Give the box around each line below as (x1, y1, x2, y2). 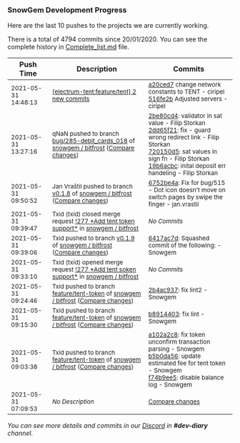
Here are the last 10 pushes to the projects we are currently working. (7, 21, 209, 30)
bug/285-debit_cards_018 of (52, 137, 136, 145)
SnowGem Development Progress (7, 5, 127, 15)
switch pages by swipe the (148, 193, 224, 201)
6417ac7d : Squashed (148, 234, 210, 242)
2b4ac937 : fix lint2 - (148, 286, 208, 294)
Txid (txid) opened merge (52, 259, 124, 267)
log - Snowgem (148, 381, 193, 389)
